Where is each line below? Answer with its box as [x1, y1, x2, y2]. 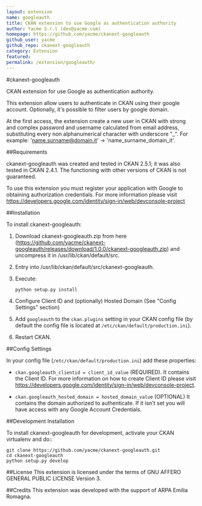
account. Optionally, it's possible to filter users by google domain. [6, 106, 169, 113]
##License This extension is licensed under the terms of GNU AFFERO [6, 468, 181, 475]
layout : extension [6, 8, 52, 15]
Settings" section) [14, 303, 60, 311]
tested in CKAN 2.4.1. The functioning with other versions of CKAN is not [6, 166, 187, 174]
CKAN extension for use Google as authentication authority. [6, 87, 155, 95]
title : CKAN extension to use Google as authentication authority [6, 20, 177, 26]
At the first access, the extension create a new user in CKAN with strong [6, 117, 186, 124]
